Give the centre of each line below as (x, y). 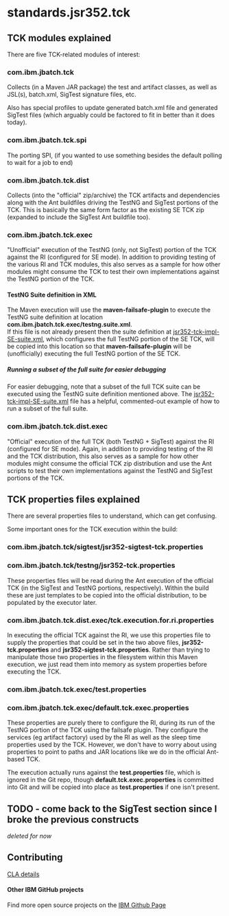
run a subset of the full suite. (48, 409)
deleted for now (29, 836)
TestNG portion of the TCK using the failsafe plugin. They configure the (108, 730)
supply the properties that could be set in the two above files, (94, 642)
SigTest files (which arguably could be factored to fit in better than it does (111, 115)
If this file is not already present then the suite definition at (89, 332)
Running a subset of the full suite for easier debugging (87, 369)
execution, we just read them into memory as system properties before (107, 664)
